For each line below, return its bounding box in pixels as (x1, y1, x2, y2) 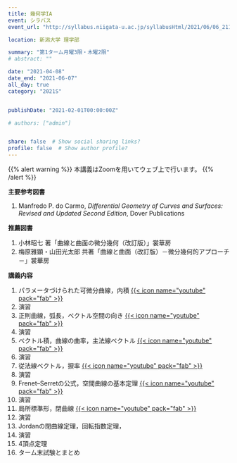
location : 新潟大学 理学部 (8, 36, 80, 43)
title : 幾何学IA (8, 10, 53, 18)
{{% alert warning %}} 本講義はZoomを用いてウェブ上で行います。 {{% (8, 165, 214, 173)
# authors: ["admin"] (8, 119, 72, 127)
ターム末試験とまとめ (18, 448, 80, 457)
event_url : (8, 23, 40, 30)
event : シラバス (8, 17, 51, 24)
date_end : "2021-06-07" (8, 75, 78, 82)
